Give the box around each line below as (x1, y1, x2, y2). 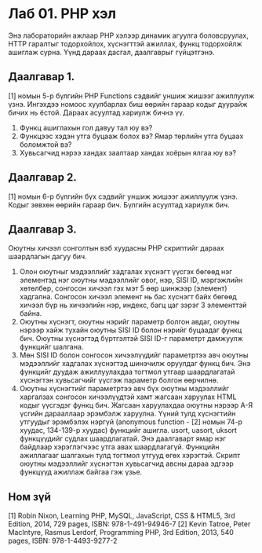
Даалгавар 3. (8, 222, 77, 236)
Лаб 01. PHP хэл (8, 5, 116, 23)
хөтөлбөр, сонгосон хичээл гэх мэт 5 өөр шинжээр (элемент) (19, 284, 227, 293)
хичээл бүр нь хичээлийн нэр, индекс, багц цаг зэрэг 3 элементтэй (19, 300, 247, 310)
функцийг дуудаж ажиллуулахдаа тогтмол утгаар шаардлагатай (19, 367, 235, 377)
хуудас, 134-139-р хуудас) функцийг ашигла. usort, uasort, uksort (19, 426, 238, 435)
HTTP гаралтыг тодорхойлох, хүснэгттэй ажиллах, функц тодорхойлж (8, 38, 242, 48)
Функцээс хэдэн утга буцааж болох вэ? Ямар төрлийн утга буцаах (19, 131, 244, 141)
